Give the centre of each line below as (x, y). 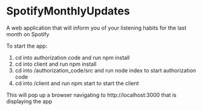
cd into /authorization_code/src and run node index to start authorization (106, 70)
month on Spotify (28, 34)
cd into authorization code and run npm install (72, 57)
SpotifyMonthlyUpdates (68, 11)
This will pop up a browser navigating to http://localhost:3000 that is (91, 95)
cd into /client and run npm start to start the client (77, 83)
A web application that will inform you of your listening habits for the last (96, 28)
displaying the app (29, 101)
